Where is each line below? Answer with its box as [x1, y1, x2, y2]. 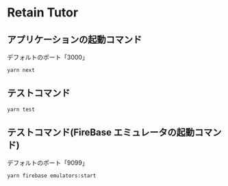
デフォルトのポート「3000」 [7, 53, 89, 61]
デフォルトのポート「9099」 [7, 159, 88, 167]
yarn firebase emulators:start [7, 172, 97, 179]
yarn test [7, 106, 36, 113]
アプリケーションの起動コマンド [7, 34, 142, 45]
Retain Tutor [7, 5, 79, 21]
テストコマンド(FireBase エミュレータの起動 [7, 127, 195, 138]
